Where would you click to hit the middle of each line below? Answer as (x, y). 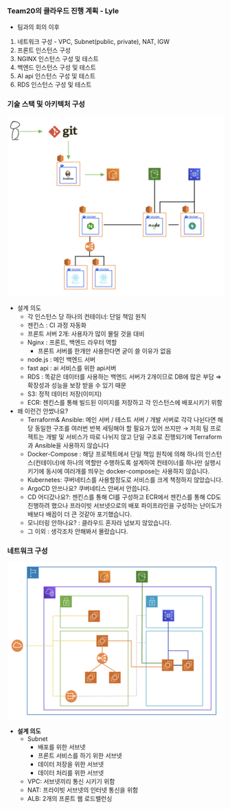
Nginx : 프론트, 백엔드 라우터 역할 (72, 342)
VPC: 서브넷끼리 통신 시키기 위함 (71, 782)
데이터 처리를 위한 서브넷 (71, 773)
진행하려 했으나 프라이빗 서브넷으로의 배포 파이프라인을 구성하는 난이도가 (125, 505)
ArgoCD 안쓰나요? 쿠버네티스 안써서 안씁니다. (89, 488)
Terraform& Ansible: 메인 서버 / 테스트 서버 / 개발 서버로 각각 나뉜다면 (122, 419)
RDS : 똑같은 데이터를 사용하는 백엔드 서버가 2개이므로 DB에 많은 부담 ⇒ (124, 377)
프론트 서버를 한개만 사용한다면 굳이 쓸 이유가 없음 (104, 351)
